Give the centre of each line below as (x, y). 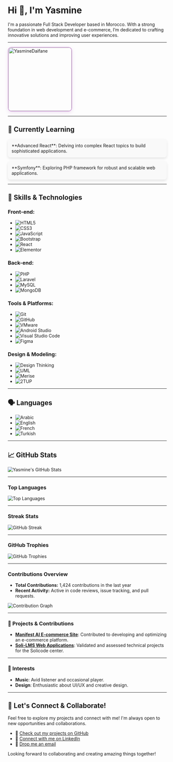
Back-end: (21, 263)
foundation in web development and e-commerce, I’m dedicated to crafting (86, 29)
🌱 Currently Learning (41, 129)
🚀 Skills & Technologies (45, 198)
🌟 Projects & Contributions (41, 624)
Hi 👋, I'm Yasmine (45, 10)
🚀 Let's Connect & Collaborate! (57, 706)
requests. (25, 596)
